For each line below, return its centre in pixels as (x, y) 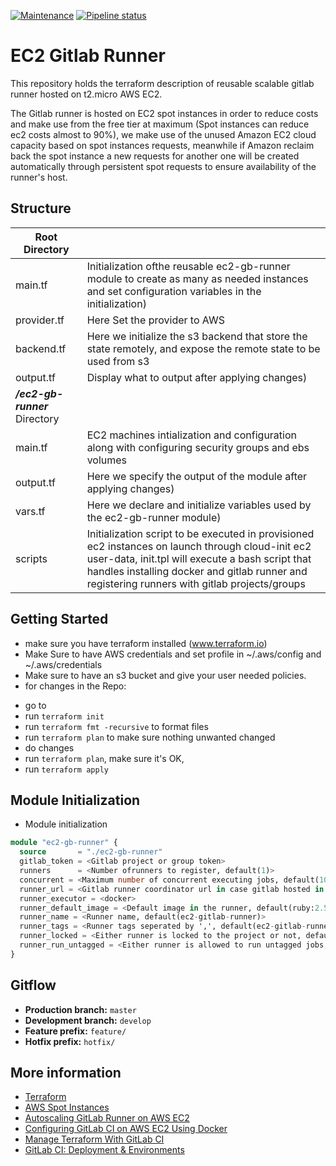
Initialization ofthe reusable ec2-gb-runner (188, 266)
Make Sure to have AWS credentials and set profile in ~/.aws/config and (173, 654)
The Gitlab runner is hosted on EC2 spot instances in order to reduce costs (164, 113)
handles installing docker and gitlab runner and (197, 571)
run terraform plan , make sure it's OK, (104, 758)
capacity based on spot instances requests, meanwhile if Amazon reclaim (162, 145)
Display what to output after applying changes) (197, 377)
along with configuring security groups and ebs (198, 447)
